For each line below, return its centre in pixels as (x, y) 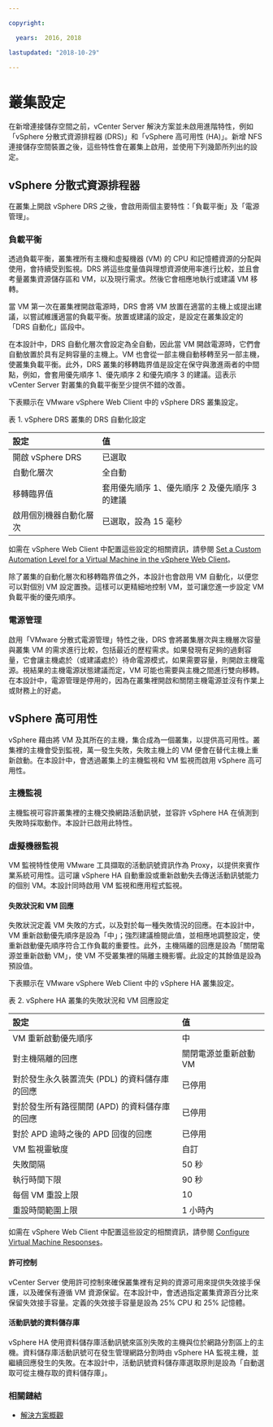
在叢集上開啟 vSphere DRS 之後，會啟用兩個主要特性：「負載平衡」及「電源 (134, 206)
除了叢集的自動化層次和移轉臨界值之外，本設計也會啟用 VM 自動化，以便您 (134, 577)
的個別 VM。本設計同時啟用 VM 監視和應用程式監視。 (97, 886)
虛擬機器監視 (34, 846)
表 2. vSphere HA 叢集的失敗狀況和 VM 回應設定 (89, 1000)
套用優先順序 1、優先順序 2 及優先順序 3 (180, 488)
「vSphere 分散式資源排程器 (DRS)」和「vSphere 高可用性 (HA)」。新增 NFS (135, 137)
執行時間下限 (37, 1180)
